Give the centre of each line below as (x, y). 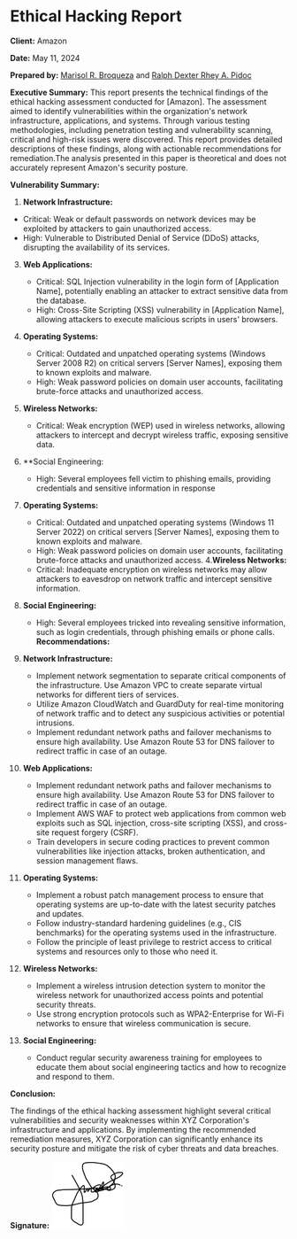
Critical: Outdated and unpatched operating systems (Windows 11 (155, 522)
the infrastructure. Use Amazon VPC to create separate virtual (149, 685)
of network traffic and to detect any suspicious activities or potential (160, 713)
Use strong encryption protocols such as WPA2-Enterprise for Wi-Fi (160, 1014)
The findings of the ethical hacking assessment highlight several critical (141, 1111)
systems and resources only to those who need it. (127, 951)
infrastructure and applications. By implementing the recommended (133, 1129)
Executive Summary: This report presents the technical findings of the (139, 92)
